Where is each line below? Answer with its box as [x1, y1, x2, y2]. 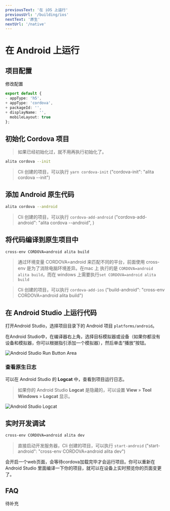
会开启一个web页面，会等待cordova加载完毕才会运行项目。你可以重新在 [5, 459, 155, 465]
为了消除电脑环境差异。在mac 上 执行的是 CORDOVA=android [31, 265, 153, 271]
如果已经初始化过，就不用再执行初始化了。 [17, 149, 107, 155]
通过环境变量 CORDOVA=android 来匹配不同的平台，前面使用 [17, 259, 145, 265]
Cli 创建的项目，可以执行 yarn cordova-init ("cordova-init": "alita [17, 169, 154, 175]
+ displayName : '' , [5, 110, 47, 115]
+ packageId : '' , [5, 105, 42, 110]
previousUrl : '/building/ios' [5, 12, 69, 17]
